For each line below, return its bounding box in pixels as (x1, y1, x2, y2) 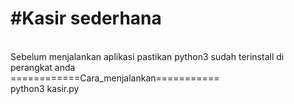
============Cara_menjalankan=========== (10, 72, 220, 84)
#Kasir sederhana (10, 7, 162, 30)
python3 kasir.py (10, 82, 80, 94)
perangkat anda (10, 61, 76, 73)
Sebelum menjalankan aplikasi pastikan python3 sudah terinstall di (10, 50, 285, 62)
